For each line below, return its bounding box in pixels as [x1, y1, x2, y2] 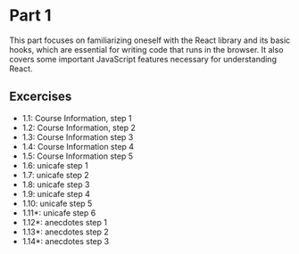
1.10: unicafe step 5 [21, 198, 93, 209]
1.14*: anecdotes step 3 [21, 235, 110, 246]
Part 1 [9, 5, 52, 26]
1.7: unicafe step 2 [21, 169, 89, 180]
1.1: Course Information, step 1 [21, 112, 132, 123]
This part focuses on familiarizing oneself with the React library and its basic [9, 35, 291, 45]
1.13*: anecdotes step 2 [21, 226, 109, 237]
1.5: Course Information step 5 [21, 151, 134, 161]
